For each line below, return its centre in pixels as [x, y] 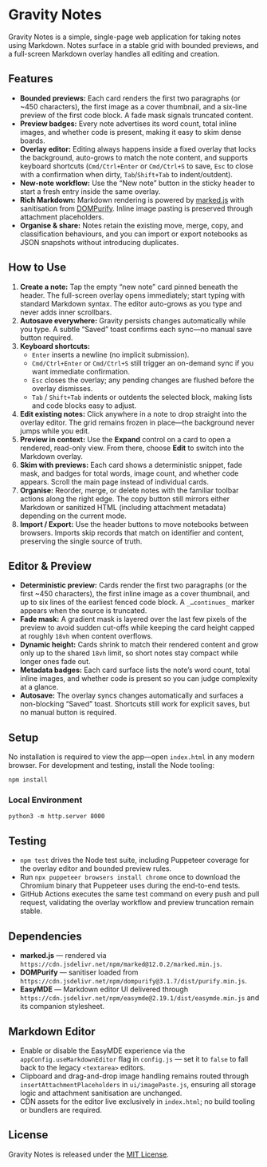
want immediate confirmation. [80, 371]
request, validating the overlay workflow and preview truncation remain [137, 903]
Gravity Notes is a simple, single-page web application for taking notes [125, 37]
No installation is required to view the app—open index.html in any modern [132, 757]
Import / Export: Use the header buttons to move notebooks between [134, 524]
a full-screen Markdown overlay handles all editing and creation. [114, 53]
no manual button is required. [68, 713]
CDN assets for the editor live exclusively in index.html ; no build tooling [137, 1101]
